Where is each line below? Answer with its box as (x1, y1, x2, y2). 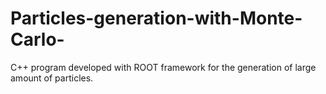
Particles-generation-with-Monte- (10, 7, 303, 30)
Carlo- (10, 28, 65, 51)
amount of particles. (10, 72, 94, 84)
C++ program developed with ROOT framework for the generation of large (10, 61, 317, 73)
